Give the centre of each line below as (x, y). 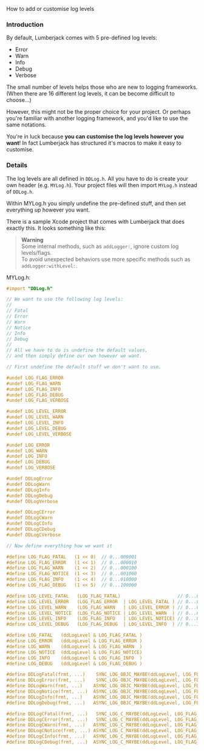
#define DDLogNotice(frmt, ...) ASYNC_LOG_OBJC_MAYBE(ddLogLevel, (93, 692)
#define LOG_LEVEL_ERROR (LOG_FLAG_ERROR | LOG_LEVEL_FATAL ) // (95, 601)
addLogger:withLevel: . (49, 265)
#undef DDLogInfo (28, 490)
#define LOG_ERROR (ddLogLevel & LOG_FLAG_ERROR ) (74, 641)
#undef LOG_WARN (27, 451)
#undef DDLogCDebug (31, 529)
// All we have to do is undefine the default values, (77, 350)
